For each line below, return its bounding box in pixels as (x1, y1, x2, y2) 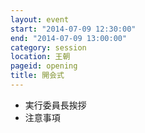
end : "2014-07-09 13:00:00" (10, 33, 128, 43)
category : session (10, 42, 87, 53)
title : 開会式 (10, 71, 65, 81)
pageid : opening (10, 61, 78, 71)
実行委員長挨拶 (24, 99, 87, 111)
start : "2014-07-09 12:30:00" (10, 24, 137, 34)
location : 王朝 (10, 52, 71, 62)
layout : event (10, 14, 70, 25)
